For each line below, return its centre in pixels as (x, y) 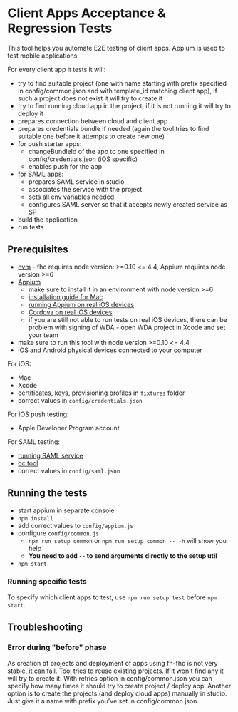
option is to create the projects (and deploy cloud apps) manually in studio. (117, 693)
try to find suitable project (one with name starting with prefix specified (122, 83)
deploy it (31, 113)
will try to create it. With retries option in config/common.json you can (110, 678)
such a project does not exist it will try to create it (90, 98)
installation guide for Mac (66, 296)
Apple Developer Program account (68, 428)
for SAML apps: (41, 174)
